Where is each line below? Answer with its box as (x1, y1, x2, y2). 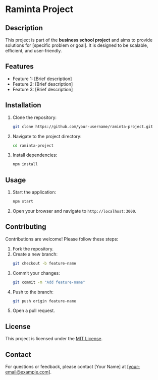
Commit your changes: (12, 270, 60, 276)
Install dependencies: (12, 152, 58, 158)
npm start (12, 199, 34, 204)
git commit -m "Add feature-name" (12, 280, 85, 285)
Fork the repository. (12, 245, 54, 251)
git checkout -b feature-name (12, 261, 77, 266)
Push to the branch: (12, 289, 54, 295)
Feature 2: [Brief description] (12, 81, 73, 87)
